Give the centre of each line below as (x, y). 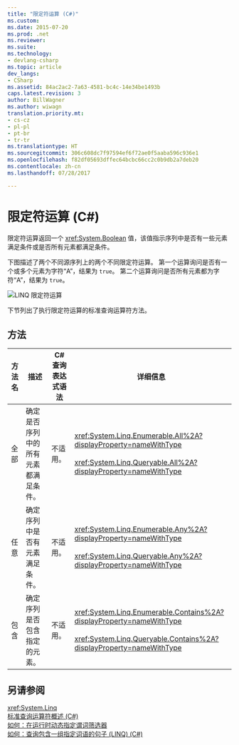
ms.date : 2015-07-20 (38, 27)
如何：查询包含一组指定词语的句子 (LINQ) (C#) (75, 734)
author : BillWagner (36, 101)
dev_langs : (23, 73)
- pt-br (19, 133)
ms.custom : (23, 21)
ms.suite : (22, 47)
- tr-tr (19, 140)
